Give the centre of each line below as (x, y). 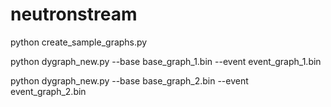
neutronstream (74, 14)
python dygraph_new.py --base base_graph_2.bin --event (129, 80)
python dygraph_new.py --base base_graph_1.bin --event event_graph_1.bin (166, 61)
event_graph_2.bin (48, 91)
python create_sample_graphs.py (79, 42)
